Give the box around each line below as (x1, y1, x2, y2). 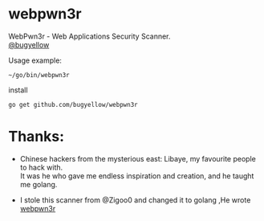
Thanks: (8, 128, 65, 145)
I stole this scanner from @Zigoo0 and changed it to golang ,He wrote (19, 194, 251, 205)
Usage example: (8, 55, 63, 65)
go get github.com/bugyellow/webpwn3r (8, 100, 138, 108)
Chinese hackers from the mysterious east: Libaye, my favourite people (19, 153, 257, 163)
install (8, 85, 28, 95)
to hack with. (19, 162, 63, 172)
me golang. (19, 179, 58, 189)
